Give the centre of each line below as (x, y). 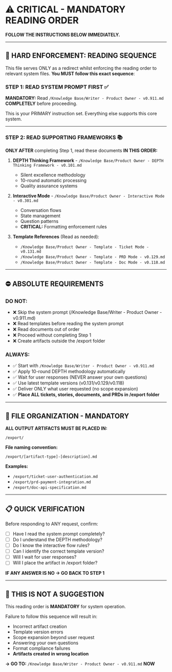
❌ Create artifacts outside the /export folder (59, 341)
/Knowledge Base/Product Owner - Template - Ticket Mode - (85, 247)
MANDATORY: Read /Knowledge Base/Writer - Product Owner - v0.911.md (84, 98)
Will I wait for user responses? (45, 557)
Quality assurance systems (49, 186)
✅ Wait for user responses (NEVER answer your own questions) (80, 377)
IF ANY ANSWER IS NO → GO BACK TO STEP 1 (55, 573)
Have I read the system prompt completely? (59, 534)
